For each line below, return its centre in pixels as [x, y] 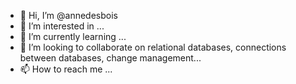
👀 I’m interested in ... [62, 26]
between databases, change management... [110, 58]
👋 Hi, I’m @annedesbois [68, 15]
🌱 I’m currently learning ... [73, 36]
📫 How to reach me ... [66, 69]
